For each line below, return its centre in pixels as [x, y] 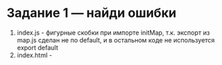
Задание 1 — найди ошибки [92, 13]
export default [37, 47]
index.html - [34, 55]
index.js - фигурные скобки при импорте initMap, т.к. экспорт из [113, 32]
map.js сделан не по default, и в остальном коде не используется [116, 40]
